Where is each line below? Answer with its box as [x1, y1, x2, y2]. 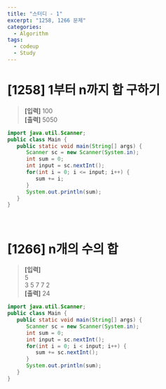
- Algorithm [13, 30, 49, 37]
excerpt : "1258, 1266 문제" [7, 17, 86, 24]
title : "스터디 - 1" [7, 10, 63, 18]
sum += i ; [35, 175, 64, 182]
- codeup [13, 43, 39, 50]
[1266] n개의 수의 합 [7, 241, 119, 257]
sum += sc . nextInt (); [35, 349, 99, 356]
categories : [7, 23, 42, 30]
